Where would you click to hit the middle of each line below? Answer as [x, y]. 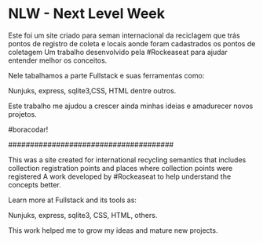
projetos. [22, 114]
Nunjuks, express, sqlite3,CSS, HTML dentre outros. [92, 90]
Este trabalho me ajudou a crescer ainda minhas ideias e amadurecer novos [131, 106]
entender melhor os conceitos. [58, 60]
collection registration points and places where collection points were [121, 168]
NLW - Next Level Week [86, 14]
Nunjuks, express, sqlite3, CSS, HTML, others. [83, 215]
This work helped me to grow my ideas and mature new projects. [113, 230]
